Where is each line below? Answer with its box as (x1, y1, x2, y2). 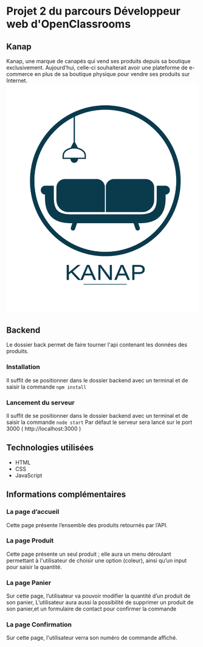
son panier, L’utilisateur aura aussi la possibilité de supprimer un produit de (6, 599, 194, 606)
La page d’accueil (6, 508, 60, 516)
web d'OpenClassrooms (6, 17, 131, 31)
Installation (6, 363, 41, 372)
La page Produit (6, 536, 54, 545)
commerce (6, 71, 33, 77)
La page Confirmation (6, 620, 72, 629)
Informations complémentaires (6, 490, 126, 500)
